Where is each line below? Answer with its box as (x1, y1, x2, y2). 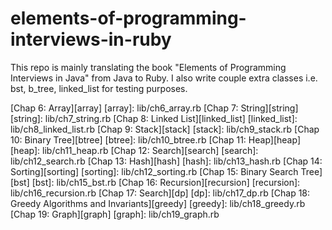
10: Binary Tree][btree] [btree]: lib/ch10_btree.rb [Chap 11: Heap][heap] (10, 133, 301, 146)
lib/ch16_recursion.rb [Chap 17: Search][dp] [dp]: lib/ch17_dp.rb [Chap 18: (10, 187, 311, 199)
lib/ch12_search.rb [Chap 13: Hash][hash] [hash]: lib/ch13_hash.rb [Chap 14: (10, 155, 323, 167)
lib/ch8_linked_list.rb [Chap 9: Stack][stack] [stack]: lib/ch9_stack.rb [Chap (10, 123, 320, 135)
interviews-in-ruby (10, 28, 172, 51)
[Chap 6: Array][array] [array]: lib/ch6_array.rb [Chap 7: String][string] (10, 102, 299, 114)
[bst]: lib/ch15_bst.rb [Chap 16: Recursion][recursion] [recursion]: (31, 176, 301, 188)
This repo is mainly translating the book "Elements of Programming (10, 61, 287, 73)
